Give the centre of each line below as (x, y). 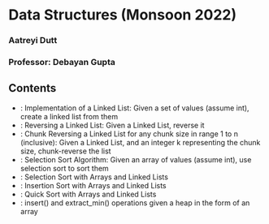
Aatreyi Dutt (33, 41)
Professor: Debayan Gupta (62, 62)
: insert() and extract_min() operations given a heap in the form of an (135, 202)
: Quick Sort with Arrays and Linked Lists (88, 194)
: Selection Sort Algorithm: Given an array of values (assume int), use (136, 159)
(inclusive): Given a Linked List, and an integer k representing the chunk (140, 142)
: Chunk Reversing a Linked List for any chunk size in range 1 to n (129, 134)
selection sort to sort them (65, 168)
